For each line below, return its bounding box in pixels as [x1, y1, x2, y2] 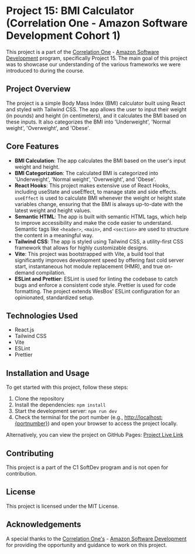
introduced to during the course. [6, 67, 84, 74]
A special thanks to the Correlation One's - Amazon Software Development [6, 535, 187, 542]
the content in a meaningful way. [14, 231, 94, 238]
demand [14, 269, 35, 276]
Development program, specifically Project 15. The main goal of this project [6, 54, 187, 61]
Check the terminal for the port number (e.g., [14, 414, 124, 421]
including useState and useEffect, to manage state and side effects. [14, 188, 178, 195]
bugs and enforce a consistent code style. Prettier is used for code [14, 281, 176, 288]
